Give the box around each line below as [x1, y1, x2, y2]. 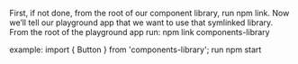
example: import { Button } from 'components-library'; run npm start [9, 44, 262, 55]
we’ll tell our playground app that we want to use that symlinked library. [9, 17, 274, 28]
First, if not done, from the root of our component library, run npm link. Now [9, 8, 290, 18]
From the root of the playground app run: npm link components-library [9, 27, 270, 37]
